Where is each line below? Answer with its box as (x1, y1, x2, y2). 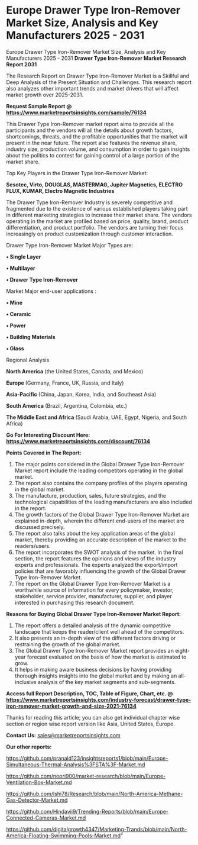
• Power (6, 322, 27, 329)
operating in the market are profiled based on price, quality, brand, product (6, 217, 189, 225)
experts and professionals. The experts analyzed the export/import (14, 561, 178, 568)
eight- (175, 647, 190, 654)
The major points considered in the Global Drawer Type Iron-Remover (14, 460, 185, 467)
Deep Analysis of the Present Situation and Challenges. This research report (6, 78, 192, 86)
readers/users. (14, 542, 51, 549)
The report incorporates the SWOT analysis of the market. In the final (14, 549, 183, 556)
